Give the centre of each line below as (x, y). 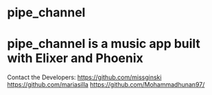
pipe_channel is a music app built (104, 44)
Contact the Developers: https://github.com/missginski (84, 77)
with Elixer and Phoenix (75, 58)
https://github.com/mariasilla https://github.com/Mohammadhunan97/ (106, 85)
